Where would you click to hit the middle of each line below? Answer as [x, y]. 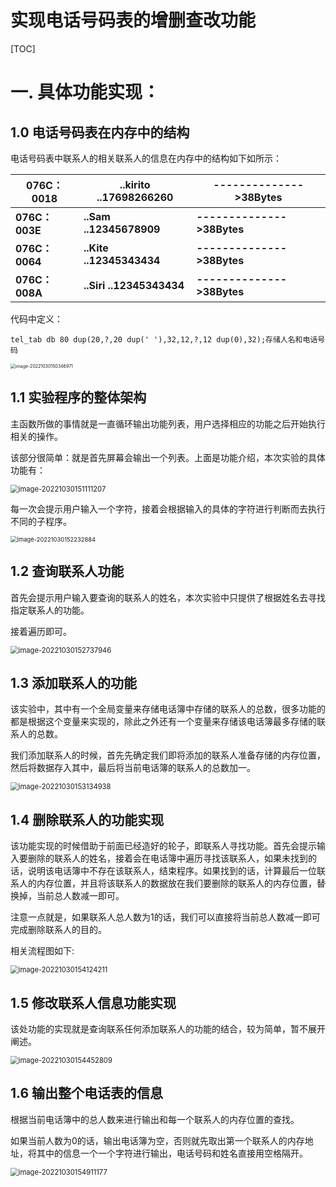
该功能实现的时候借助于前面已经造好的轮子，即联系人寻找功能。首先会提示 [163, 846]
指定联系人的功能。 [50, 610]
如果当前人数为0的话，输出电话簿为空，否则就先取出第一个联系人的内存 [157, 1140]
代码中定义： [36, 318]
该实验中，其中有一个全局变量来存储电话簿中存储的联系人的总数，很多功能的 [168, 709]
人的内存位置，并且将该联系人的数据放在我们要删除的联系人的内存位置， [167, 883]
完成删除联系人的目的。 [58, 930]
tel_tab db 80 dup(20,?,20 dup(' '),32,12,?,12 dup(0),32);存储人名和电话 [164, 339]
